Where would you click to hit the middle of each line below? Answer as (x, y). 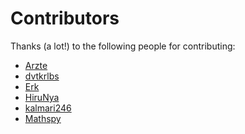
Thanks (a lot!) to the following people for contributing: (123, 46)
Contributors (65, 18)
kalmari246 (48, 108)
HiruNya (42, 97)
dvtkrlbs (42, 76)
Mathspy (43, 118)
